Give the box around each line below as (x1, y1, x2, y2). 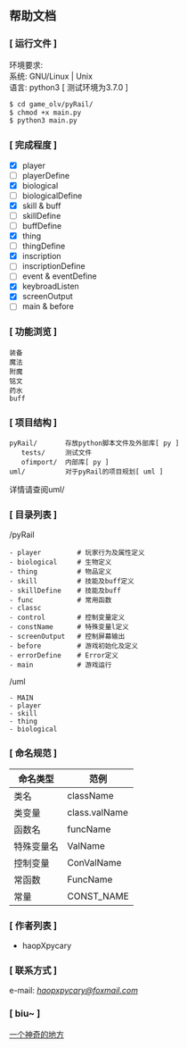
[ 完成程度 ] (9, 139, 58, 152)
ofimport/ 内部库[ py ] (20, 458, 110, 467)
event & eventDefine (21, 271, 97, 281)
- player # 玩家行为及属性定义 (9, 549, 145, 558)
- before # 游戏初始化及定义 (9, 641, 139, 650)
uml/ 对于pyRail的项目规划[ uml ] (9, 467, 164, 476)
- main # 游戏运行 (9, 660, 112, 670)
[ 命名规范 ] (9, 747, 58, 759)
